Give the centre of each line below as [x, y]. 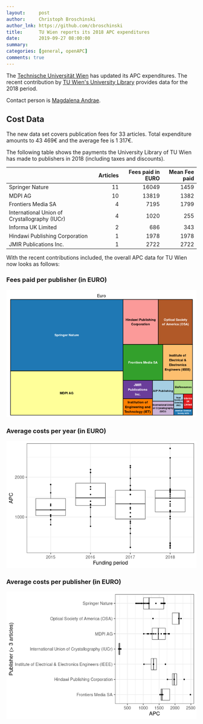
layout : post [28, 13]
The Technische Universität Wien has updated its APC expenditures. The [97, 75]
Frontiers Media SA [33, 204]
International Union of [36, 213]
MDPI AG [20, 196]
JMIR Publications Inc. [37, 244]
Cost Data [25, 119]
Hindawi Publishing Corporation [48, 236]
